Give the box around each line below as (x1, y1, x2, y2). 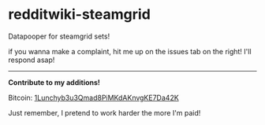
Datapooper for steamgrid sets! (8, 31, 110, 41)
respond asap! (8, 55, 55, 64)
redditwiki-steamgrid (8, 6, 151, 24)
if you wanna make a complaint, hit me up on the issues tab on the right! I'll (8, 46, 252, 56)
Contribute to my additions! (8, 77, 101, 87)
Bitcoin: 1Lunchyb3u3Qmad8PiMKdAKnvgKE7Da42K (8, 93, 179, 102)
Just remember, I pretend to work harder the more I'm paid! (8, 108, 201, 117)
